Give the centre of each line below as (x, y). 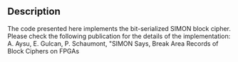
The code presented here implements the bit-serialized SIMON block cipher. (119, 28)
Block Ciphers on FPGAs (43, 51)
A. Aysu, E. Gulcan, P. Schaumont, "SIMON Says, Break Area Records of (113, 43)
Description (34, 12)
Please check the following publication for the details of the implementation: (119, 36)
